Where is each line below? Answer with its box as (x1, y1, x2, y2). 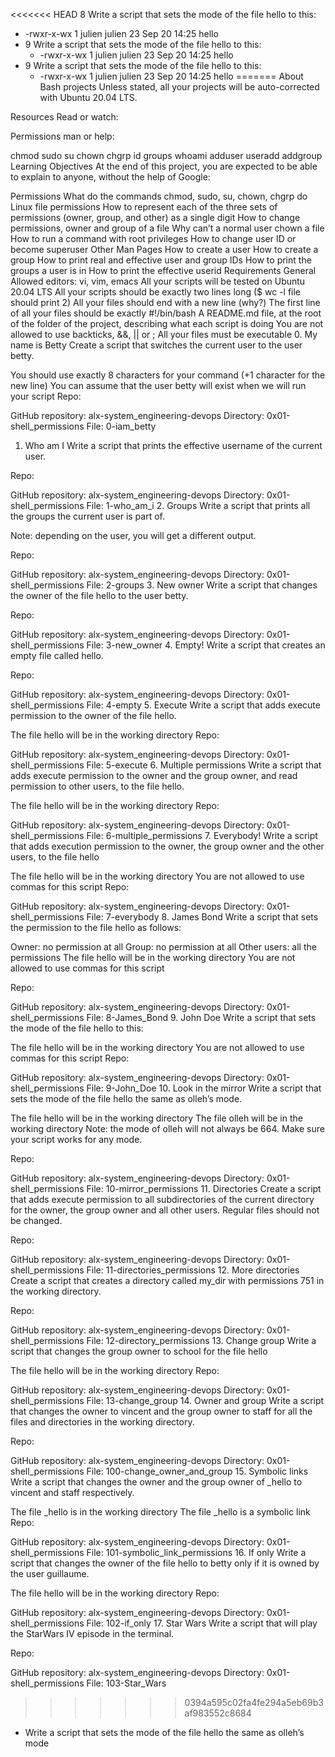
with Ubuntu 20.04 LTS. (39, 92, 138, 103)
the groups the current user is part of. (10, 510, 166, 522)
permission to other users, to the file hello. (10, 780, 185, 792)
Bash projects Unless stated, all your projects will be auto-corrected (39, 81, 320, 93)
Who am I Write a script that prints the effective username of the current (24, 440, 323, 451)
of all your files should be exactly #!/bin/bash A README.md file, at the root (10, 307, 322, 319)
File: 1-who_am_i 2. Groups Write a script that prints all (86, 500, 311, 511)
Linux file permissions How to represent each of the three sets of (10, 201, 278, 213)
